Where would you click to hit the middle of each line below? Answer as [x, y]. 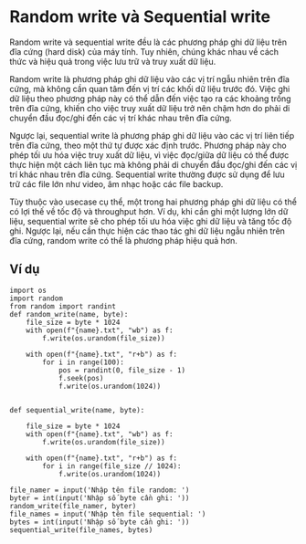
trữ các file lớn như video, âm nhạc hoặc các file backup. [116, 183]
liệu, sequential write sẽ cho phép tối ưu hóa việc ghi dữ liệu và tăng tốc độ [151, 221]
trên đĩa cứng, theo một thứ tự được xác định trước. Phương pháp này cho [148, 145]
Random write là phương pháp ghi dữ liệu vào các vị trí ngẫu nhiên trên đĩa [150, 78]
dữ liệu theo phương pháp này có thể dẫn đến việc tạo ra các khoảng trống [150, 99]
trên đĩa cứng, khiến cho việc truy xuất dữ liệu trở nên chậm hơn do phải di [150, 108]
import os [28, 290]
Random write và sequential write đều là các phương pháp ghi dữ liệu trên [148, 42]
